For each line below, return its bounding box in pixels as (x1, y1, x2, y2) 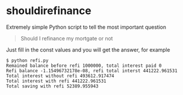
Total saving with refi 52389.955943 (6, 83, 99, 89)
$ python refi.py (6, 57, 49, 63)
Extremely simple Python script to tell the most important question (6, 23, 167, 30)
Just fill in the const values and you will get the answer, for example (6, 46, 171, 53)
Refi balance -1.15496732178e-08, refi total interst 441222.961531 (6, 67, 178, 74)
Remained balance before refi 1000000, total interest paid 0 (6, 63, 162, 69)
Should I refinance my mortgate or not (20, 35, 113, 42)
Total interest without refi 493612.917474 (6, 73, 115, 79)
